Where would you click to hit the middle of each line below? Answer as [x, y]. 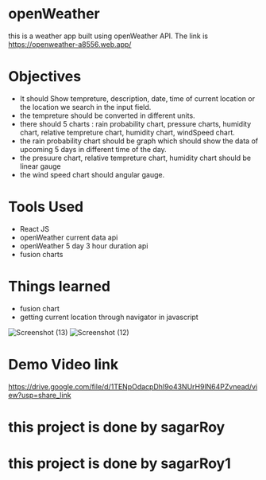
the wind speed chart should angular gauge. [92, 174]
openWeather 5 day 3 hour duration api [84, 246]
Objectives [45, 77]
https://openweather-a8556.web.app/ [70, 44]
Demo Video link [64, 364]
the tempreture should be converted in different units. [108, 115]
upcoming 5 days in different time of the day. [93, 149]
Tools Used [46, 207]
